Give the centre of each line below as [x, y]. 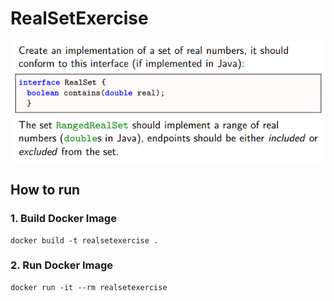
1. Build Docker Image [63, 219]
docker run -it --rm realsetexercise [89, 287]
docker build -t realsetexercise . [84, 240]
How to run [45, 190]
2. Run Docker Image [62, 265]
